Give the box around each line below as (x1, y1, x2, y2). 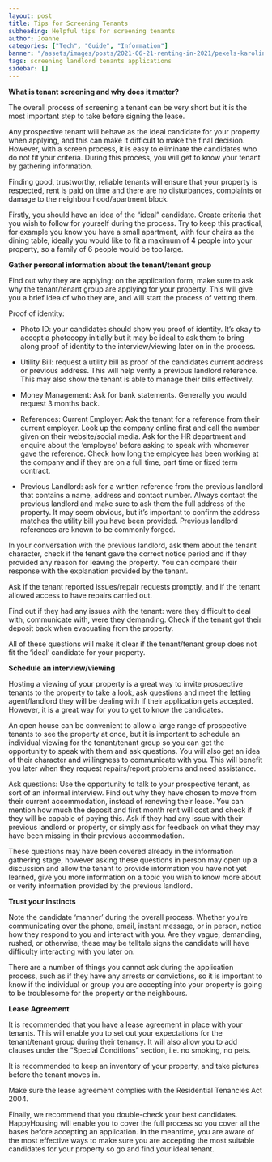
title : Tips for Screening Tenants (8, 19, 129, 28)
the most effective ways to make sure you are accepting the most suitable (8, 1135, 255, 1145)
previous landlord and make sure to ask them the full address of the (19, 499, 246, 509)
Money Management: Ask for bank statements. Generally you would (19, 389, 247, 399)
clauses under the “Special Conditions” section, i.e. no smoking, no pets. (8, 1045, 251, 1055)
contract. (19, 466, 51, 475)
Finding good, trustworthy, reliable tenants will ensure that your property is (8, 177, 257, 186)
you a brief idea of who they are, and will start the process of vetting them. (8, 292, 257, 302)
